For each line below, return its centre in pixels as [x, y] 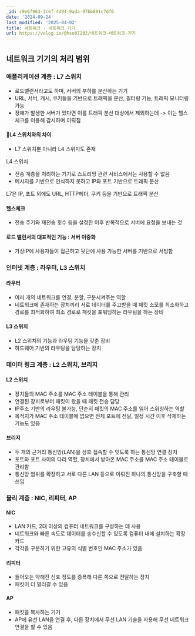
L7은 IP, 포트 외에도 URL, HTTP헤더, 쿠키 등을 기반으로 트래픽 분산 [82, 194]
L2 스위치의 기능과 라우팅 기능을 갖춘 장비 [62, 340]
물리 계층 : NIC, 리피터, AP [42, 498]
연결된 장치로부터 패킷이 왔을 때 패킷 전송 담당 [67, 401]
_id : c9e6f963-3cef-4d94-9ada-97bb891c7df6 [60, 11]
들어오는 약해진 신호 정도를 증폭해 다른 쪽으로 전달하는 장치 [82, 577]
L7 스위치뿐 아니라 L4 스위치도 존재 [55, 149]
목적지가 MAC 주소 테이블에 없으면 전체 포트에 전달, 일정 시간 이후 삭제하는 [100, 416]
